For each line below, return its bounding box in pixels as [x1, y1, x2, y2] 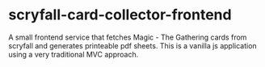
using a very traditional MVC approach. [8, 49, 139, 59]
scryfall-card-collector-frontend [8, 6, 232, 24]
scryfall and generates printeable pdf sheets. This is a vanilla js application [8, 40, 257, 50]
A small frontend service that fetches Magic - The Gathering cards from [8, 32, 247, 42]
